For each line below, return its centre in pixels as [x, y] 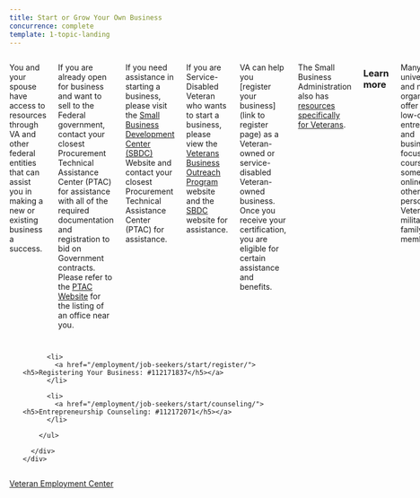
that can [25, 172]
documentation [86, 220]
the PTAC [75, 287]
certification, [263, 230]
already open [83, 77]
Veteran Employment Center [61, 484]
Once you [258, 211]
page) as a [259, 135]
